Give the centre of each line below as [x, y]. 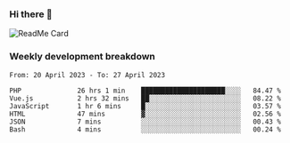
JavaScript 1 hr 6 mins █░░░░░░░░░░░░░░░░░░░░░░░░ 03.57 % [145, 106]
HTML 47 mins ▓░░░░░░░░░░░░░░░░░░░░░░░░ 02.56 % [145, 114]
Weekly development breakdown [83, 57]
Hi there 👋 [31, 14]
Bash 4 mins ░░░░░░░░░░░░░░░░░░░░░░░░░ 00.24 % [145, 129]
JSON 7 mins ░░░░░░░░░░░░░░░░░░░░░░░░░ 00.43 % [145, 122]
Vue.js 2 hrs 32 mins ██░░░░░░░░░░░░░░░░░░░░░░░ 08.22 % [145, 98]
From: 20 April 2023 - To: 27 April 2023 [87, 75]
